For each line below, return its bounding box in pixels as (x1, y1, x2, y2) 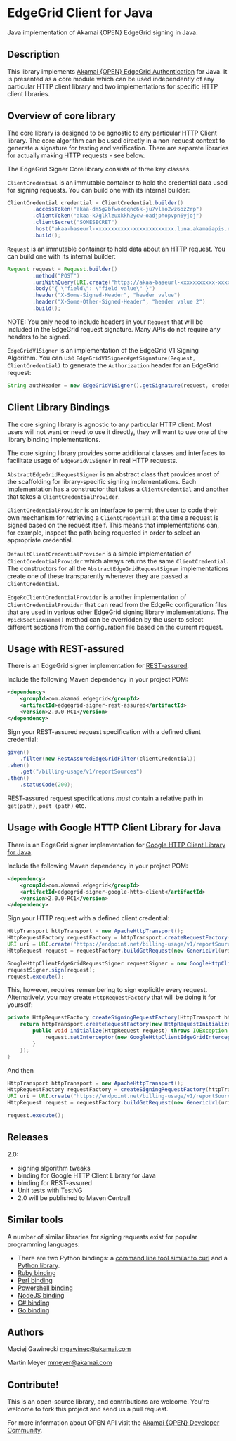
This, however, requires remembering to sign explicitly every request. (7, 986, 208, 994)
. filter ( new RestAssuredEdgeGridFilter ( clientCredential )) (20, 755, 197, 762)
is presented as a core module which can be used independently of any (7, 74, 215, 83)
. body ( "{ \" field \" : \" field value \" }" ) (32, 285, 156, 292)
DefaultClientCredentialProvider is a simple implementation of (7, 549, 192, 558)
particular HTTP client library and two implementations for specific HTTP (7, 82, 218, 91)
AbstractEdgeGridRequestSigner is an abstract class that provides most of (7, 469, 220, 478)
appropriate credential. (7, 535, 74, 544)
